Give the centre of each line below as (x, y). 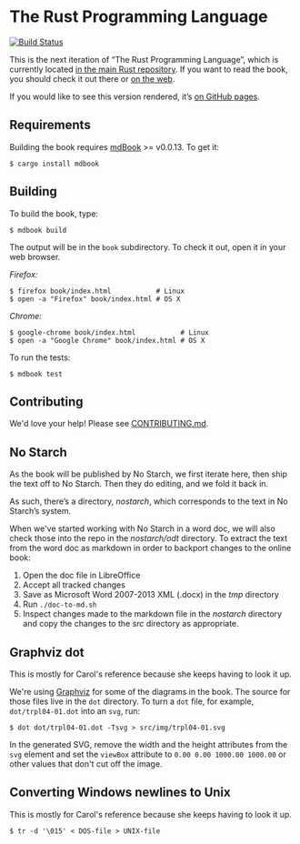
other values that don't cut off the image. (86, 764)
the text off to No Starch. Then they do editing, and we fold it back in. (139, 484)
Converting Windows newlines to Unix (120, 793)
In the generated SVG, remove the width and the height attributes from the (149, 744)
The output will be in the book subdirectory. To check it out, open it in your (148, 246)
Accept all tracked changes (74, 585)
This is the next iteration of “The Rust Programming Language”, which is (144, 59)
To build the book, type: (54, 213)
